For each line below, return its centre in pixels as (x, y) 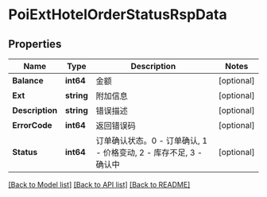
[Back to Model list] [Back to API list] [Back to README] (99, 185)
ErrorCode (33, 125)
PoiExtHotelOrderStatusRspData (118, 15)
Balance (28, 81)
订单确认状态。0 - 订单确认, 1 (152, 141)
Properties (35, 44)
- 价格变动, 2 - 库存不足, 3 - (149, 153)
